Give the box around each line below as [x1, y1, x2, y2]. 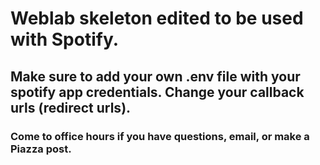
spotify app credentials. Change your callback [10, 83, 305, 101]
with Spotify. [10, 28, 120, 51]
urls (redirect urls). [10, 99, 132, 116]
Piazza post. [10, 142, 72, 156]
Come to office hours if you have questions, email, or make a [10, 129, 310, 143]
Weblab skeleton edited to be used [10, 7, 304, 30]
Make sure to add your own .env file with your [10, 68, 301, 85]
